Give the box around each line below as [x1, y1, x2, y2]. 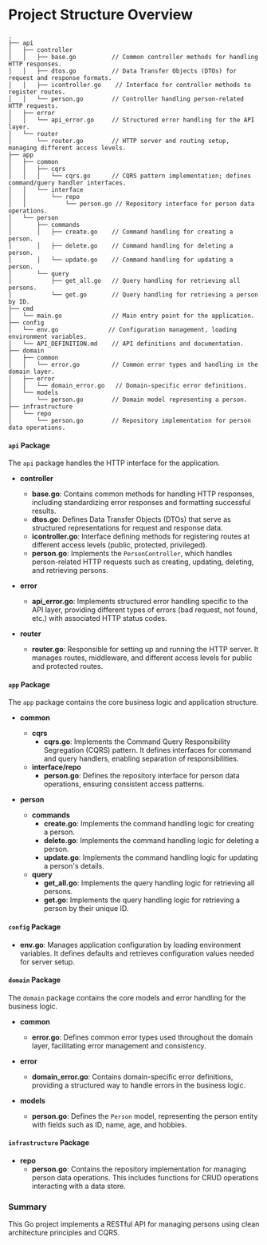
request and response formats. [8, 74, 112, 82]
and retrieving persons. [31, 566, 109, 575]
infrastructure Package [8, 1138, 90, 1148]
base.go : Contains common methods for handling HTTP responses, [31, 489, 255, 499]
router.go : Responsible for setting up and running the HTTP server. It [31, 645, 259, 654]
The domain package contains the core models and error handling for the [8, 992, 246, 1002]
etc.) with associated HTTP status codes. [31, 614, 167, 623]
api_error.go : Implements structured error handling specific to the [31, 597, 249, 607]
